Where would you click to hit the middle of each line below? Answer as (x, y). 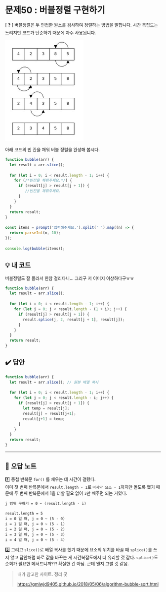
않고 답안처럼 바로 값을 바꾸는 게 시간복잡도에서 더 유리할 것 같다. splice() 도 (84, 557)
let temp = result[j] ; (46, 408)
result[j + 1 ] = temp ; (44, 419)
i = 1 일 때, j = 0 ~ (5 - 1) (35, 524)
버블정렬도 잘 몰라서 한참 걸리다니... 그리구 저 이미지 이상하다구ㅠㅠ (70, 278)
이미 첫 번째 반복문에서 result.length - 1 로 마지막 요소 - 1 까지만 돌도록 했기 (80, 487)
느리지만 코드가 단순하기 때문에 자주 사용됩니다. (51, 32)
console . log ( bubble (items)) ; (35, 249)
